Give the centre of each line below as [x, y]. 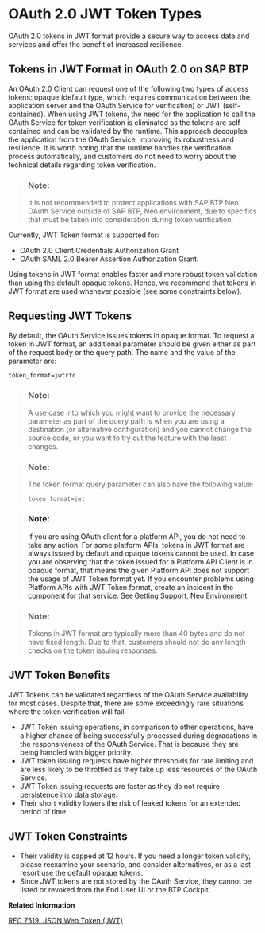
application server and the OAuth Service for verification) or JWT [115, 105]
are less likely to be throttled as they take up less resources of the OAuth [138, 769]
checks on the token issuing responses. [92, 650]
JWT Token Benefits [60, 675]
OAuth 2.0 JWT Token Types [105, 14]
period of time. [44, 811]
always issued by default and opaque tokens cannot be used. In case [141, 553]
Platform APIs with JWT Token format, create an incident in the [131, 587]
